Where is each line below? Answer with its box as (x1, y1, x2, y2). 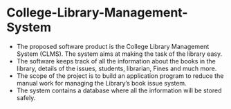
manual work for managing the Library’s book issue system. (16, 79, 187, 87)
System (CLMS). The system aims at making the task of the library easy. (16, 50, 223, 58)
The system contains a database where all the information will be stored (16, 86, 222, 95)
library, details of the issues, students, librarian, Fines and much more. (16, 64, 217, 72)
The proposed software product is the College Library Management (16, 42, 210, 50)
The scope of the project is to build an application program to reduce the (16, 71, 224, 80)
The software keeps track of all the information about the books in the (16, 57, 216, 65)
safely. (16, 93, 36, 101)
